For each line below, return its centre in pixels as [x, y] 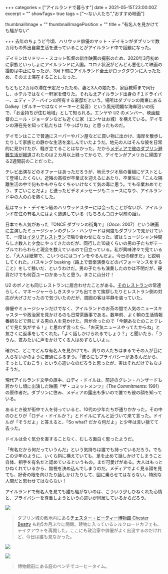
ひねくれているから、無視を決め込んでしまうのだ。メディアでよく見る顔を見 [84, 468]
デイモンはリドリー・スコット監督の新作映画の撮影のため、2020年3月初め [82, 58]
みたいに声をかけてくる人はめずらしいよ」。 [67, 340]
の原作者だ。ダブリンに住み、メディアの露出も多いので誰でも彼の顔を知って [84, 392]
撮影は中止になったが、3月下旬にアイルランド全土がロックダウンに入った [81, 71]
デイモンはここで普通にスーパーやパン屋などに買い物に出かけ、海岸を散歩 [82, 136]
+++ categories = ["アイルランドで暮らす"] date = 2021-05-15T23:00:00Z [81, 7]
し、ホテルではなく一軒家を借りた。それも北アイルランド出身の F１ [75, 94]
